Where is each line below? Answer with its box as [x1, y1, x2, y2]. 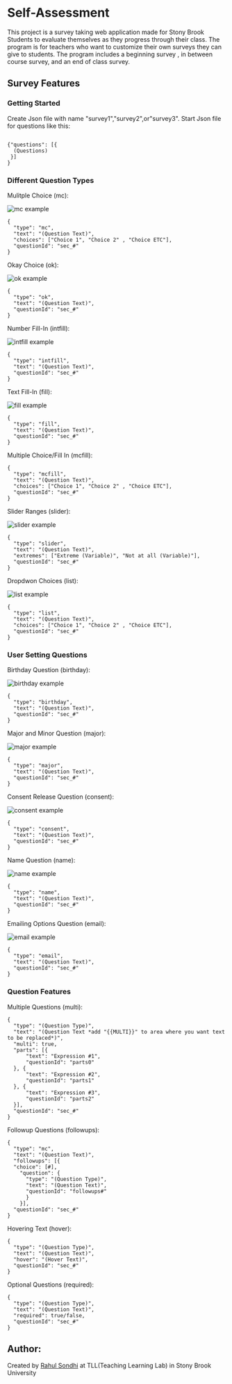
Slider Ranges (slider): [7, 507, 71, 515]
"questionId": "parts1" [25, 1077, 95, 1084]
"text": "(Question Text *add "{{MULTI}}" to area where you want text [13, 1028, 226, 1035]
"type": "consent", [13, 826, 70, 833]
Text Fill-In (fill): [7, 387, 52, 396]
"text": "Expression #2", [25, 1070, 101, 1078]
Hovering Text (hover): [7, 1224, 72, 1232]
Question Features [7, 987, 72, 997]
